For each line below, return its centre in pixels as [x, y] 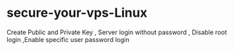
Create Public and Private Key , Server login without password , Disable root [117, 32]
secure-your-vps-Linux [77, 13]
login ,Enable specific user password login [68, 39]
